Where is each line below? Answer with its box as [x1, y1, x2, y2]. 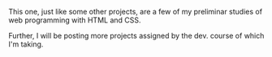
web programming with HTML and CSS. [8, 15, 141, 25]
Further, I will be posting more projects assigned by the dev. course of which [8, 31, 265, 40]
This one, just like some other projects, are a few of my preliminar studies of [8, 7, 262, 16]
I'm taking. [8, 39, 44, 49]
